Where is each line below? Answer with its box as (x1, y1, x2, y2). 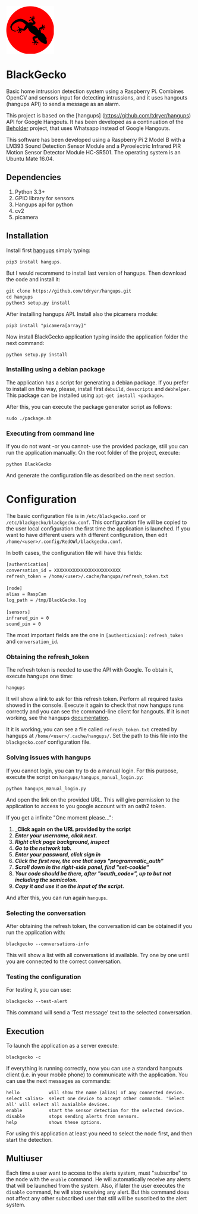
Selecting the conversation (6, 909, 86, 917)
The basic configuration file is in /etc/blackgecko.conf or (6, 513, 146, 520)
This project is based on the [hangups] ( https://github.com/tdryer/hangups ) (6, 111, 191, 119)
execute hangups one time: (6, 673, 73, 680)
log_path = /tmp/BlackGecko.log (6, 597, 86, 604)
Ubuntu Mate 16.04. (6, 155, 55, 162)
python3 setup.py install (6, 300, 70, 306)
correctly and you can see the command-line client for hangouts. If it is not (6, 708, 190, 715)
